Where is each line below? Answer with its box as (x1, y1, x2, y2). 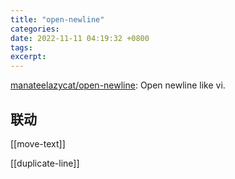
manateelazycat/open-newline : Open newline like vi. (10, 79, 226, 91)
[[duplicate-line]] (10, 157, 80, 169)
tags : (10, 42, 33, 53)
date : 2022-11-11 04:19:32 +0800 (10, 33, 150, 43)
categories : (10, 24, 60, 34)
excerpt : (10, 52, 47, 62)
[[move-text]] (10, 137, 66, 150)
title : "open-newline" (10, 14, 105, 25)
